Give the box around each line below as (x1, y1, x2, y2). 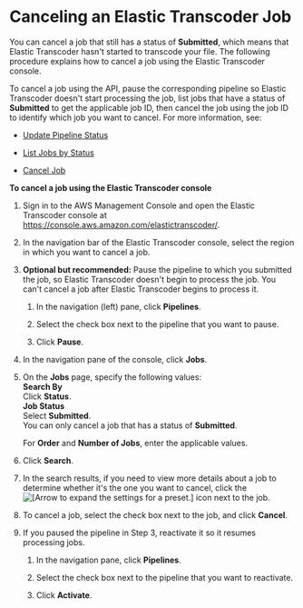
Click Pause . (35, 336, 84, 347)
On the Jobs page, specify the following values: (22, 371, 202, 383)
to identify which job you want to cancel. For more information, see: (9, 112, 262, 123)
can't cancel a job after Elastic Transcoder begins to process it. (22, 284, 259, 294)
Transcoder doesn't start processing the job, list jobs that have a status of (9, 93, 286, 104)
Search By (22, 381, 63, 392)
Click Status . (22, 391, 72, 402)
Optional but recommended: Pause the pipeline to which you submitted (22, 264, 292, 274)
